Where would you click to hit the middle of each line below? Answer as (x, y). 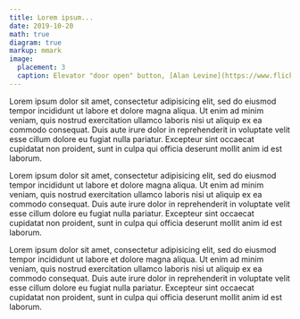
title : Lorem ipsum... (51, 17)
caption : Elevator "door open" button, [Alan (104, 76)
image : (21, 59)
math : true (29, 34)
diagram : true (36, 42)
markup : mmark (36, 51)
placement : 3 (42, 68)
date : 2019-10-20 (42, 26)
